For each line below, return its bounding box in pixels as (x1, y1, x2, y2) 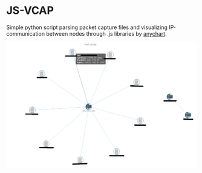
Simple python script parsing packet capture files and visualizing (6, 24, 168, 31)
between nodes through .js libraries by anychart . (46, 30, 168, 37)
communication (6, 30, 45, 37)
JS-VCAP (6, 4, 54, 18)
